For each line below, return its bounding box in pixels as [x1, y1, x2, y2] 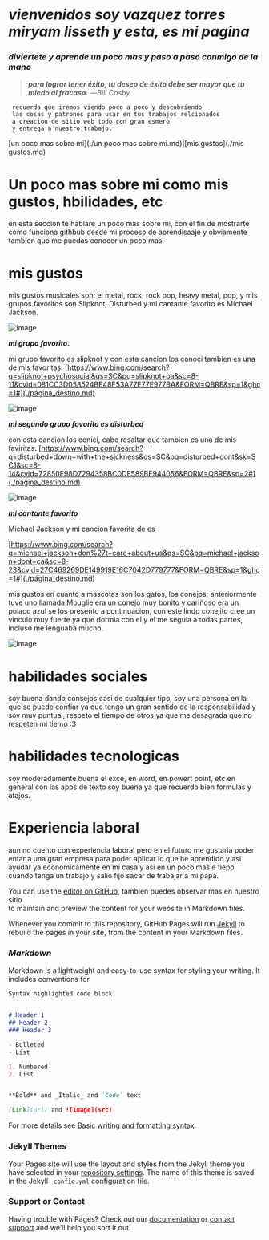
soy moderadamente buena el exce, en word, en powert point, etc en [8, 774, 236, 784]
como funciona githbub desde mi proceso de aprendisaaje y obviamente [8, 227, 248, 237]
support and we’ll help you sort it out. [8, 1222, 131, 1232]
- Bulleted [8, 1040, 45, 1048]
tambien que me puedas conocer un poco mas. [8, 236, 164, 245]
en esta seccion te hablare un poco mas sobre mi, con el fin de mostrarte [8, 219, 250, 229]
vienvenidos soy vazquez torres [8, 6, 226, 24]
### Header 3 [8, 1027, 52, 1035]
